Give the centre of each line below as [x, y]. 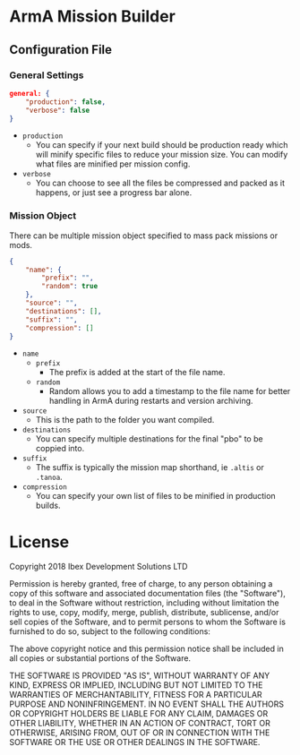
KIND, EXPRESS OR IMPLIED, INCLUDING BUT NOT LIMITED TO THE [136, 685]
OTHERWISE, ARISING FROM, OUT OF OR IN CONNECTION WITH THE [140, 733]
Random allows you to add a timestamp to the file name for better [170, 391]
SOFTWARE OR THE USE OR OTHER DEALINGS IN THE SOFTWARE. [135, 742]
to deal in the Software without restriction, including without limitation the [144, 603]
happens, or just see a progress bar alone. [114, 193]
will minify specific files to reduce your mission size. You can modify [162, 155]
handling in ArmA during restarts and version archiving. [151, 401]
